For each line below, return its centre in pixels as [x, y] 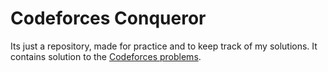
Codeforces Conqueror [108, 18]
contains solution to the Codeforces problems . [106, 56]
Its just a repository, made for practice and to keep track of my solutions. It [164, 46]
